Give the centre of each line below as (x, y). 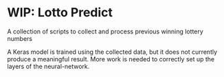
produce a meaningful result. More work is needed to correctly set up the (111, 59)
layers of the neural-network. (48, 66)
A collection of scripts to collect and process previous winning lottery (105, 31)
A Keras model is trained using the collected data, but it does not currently (112, 52)
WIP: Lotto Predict (60, 13)
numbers (20, 38)
